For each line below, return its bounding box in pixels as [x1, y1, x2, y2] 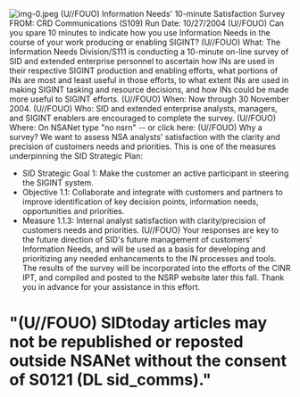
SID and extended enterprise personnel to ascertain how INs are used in [9, 56, 275, 66]
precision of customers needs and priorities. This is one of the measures [9, 141, 277, 152]
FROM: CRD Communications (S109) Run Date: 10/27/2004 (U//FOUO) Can [9, 18, 284, 29]
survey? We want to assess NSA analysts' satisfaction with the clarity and [9, 132, 281, 142]
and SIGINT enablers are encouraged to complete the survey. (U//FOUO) [9, 112, 277, 123]
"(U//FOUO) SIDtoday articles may [9, 313, 268, 334]
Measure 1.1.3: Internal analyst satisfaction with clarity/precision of [21, 215, 266, 226]
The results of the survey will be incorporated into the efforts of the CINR [21, 263, 291, 273]
